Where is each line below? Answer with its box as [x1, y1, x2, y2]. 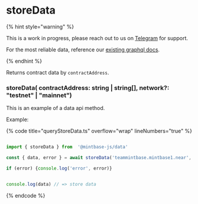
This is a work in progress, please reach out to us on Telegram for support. [6, 34, 188, 41]
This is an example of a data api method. [6, 105, 105, 112]
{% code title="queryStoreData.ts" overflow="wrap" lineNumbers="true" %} [6, 128, 193, 135]
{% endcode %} [6, 192, 46, 199]
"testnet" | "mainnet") [6, 91, 72, 99]
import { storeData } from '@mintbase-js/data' [6, 144, 128, 150]
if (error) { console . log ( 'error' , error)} [6, 165, 112, 171]
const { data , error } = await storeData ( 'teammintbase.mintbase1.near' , [6, 155, 192, 161]
